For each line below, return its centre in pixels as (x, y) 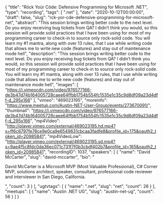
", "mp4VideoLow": (63, 136)
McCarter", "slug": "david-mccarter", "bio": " (50, 157)
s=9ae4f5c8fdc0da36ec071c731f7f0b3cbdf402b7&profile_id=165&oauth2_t (81, 147)
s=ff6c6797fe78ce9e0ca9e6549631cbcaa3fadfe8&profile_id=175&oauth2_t (81, 131)
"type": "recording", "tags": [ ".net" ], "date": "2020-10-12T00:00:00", (75, 12)
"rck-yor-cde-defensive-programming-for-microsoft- (101, 17)
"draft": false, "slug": (26, 17)
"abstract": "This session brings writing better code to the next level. (84, 22)
